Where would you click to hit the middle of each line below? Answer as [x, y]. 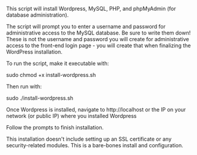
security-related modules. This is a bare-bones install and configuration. [95, 145]
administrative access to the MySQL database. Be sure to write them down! [98, 33]
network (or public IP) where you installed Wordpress [71, 116]
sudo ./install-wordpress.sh [40, 98]
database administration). [37, 15]
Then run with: [24, 86]
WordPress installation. [34, 52]
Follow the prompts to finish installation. [55, 127]
